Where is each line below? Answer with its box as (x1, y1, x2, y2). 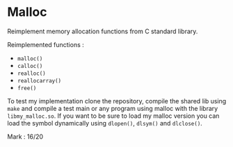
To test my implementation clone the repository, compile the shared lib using (7, 96, 227, 105)
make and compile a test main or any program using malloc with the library (7, 104, 218, 112)
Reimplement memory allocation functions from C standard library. (7, 27, 198, 35)
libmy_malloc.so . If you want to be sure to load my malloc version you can (7, 112, 220, 120)
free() (17, 85, 37, 92)
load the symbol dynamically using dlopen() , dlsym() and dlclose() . (7, 119, 203, 127)
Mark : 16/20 (7, 132, 44, 141)
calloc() (17, 62, 43, 69)
